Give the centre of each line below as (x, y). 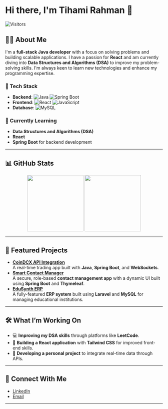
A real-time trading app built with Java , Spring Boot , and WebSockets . (85, 267)
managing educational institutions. (48, 299)
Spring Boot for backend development (52, 142)
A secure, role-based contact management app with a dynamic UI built (86, 278)
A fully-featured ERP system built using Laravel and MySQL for (78, 294)
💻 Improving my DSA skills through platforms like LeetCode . (76, 335)
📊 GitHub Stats (29, 163)
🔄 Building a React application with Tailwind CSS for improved (77, 342)
